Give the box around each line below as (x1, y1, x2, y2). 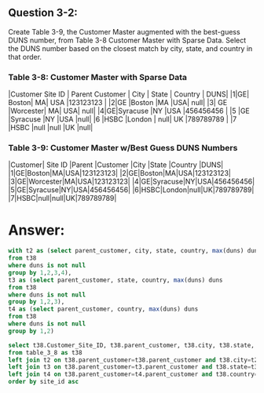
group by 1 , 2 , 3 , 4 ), (8, 268, 72, 277)
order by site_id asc (8, 378, 79, 386)
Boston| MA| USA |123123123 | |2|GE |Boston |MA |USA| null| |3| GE (8, 98, 228, 107)
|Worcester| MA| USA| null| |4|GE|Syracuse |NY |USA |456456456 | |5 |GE (8, 106, 250, 116)
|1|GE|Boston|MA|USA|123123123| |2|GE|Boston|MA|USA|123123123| (8, 169, 232, 178)
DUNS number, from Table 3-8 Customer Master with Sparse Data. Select (8, 35, 247, 45)
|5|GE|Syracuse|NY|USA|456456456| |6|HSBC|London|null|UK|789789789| (8, 185, 255, 195)
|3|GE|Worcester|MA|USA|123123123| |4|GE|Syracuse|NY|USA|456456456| (8, 176, 255, 187)
